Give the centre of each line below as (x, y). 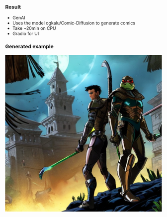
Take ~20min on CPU (34, 28)
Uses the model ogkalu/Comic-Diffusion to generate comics (74, 23)
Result (13, 7)
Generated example (29, 47)
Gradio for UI (26, 34)
